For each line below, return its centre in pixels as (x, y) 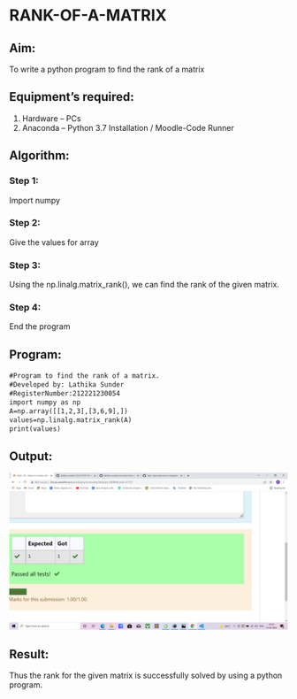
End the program (40, 326)
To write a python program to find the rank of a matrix (107, 69)
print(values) (35, 429)
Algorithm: (39, 156)
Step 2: (25, 223)
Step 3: (25, 265)
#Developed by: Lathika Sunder (67, 385)
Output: (31, 456)
